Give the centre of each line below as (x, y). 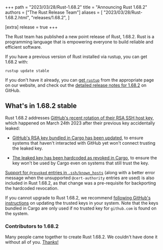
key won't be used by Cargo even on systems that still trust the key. (81, 163)
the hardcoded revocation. (32, 188)
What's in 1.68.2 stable (41, 106)
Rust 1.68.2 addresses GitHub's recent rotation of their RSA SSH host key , (80, 118)
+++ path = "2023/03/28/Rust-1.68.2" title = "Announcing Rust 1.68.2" (76, 7)
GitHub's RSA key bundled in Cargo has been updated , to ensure (78, 138)
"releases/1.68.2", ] (50, 17)
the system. (17, 213)
